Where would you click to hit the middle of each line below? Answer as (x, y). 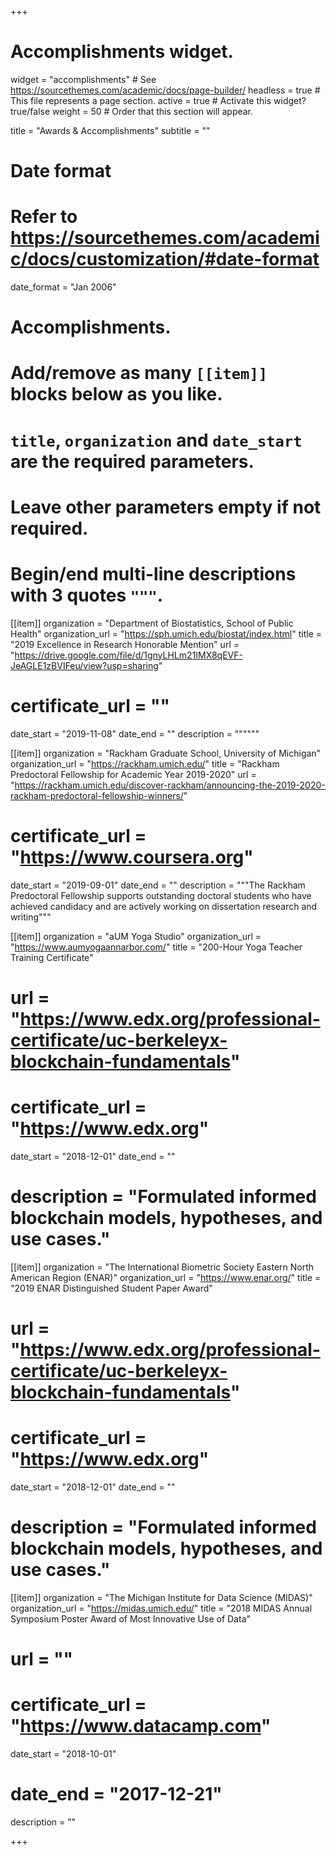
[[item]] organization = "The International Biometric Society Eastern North (162, 1267)
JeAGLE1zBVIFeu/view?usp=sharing (84, 665)
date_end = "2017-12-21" (116, 1794)
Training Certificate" (52, 957)
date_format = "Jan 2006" (63, 287)
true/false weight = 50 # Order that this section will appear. (132, 111)
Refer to (44, 217)
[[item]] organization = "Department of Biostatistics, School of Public (152, 623)
